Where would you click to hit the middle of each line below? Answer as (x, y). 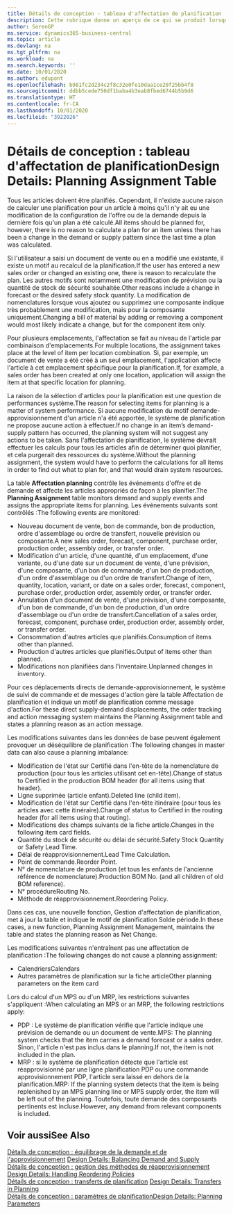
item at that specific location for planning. (67, 382)
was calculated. (29, 245)
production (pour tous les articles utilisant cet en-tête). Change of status (120, 773)
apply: (16, 1011)
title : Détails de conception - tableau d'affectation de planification (114, 14)
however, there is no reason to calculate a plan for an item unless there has (114, 229)
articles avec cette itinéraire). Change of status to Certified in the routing (120, 810)
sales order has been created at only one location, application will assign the (116, 375)
